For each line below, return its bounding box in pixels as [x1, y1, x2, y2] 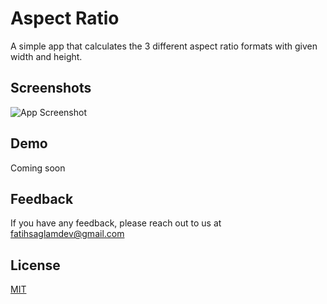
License [10, 257, 61, 274]
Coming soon [10, 162, 66, 174]
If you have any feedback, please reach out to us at [10, 217, 222, 229]
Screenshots [10, 80, 92, 97]
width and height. [10, 50, 83, 62]
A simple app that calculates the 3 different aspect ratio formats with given [10, 40, 318, 52]
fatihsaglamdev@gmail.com [10, 228, 125, 240]
